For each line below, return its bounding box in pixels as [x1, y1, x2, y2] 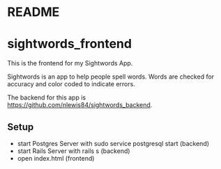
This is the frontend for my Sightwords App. [7, 59, 133, 67]
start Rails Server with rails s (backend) [17, 147, 130, 155]
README [7, 4, 60, 20]
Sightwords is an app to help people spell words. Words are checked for [7, 72, 215, 81]
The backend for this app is [7, 93, 86, 102]
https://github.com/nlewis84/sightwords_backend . [7, 101, 153, 109]
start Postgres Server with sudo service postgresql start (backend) [17, 139, 210, 147]
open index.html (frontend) [17, 154, 95, 162]
